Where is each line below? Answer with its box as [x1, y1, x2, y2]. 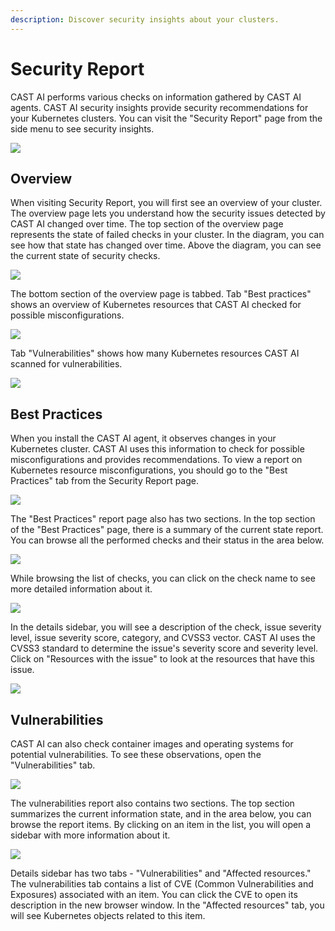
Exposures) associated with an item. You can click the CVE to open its [10, 889, 298, 900]
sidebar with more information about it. [10, 829, 171, 841]
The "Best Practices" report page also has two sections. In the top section [10, 513, 316, 525]
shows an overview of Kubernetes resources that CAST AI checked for [10, 299, 302, 311]
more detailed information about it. [10, 583, 153, 595]
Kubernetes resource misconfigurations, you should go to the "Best [10, 464, 288, 476]
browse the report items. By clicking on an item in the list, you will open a [10, 819, 312, 830]
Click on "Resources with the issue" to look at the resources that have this [10, 653, 315, 665]
